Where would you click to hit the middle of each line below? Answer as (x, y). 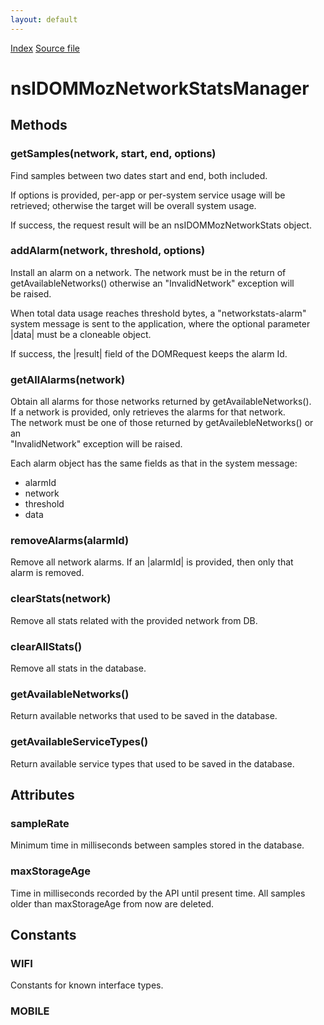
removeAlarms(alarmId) (70, 541)
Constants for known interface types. (87, 985)
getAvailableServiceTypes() (79, 742)
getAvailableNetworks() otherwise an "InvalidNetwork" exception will (152, 283)
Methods (39, 125)
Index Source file (45, 48)
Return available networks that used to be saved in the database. (144, 716)
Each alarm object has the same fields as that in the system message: (154, 463)
